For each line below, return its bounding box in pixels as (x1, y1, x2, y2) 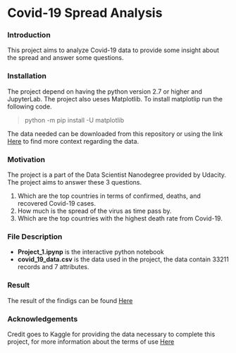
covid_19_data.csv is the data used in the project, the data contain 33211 (17, 255, 229, 264)
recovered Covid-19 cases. (17, 199, 97, 208)
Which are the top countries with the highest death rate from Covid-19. (17, 214, 223, 223)
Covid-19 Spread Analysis (7, 5, 163, 21)
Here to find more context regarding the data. (7, 137, 139, 145)
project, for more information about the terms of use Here (7, 337, 175, 346)
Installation (7, 71, 47, 81)
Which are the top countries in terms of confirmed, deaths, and (17, 192, 201, 200)
